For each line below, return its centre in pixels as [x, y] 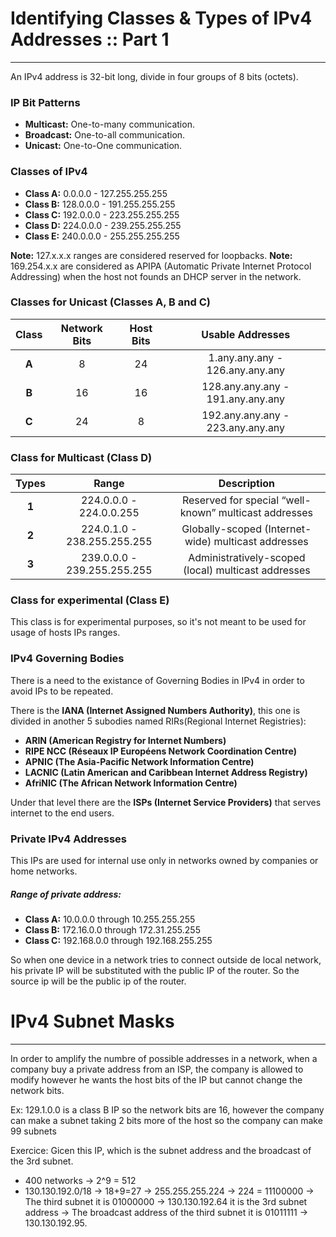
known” [198, 513]
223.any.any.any [246, 427]
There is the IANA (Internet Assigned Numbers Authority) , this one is [155, 710]
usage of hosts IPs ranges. [65, 633]
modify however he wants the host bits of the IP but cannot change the [156, 1079]
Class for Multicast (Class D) [81, 457]
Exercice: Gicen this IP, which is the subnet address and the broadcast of [161, 1150]
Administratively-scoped [247, 558]
